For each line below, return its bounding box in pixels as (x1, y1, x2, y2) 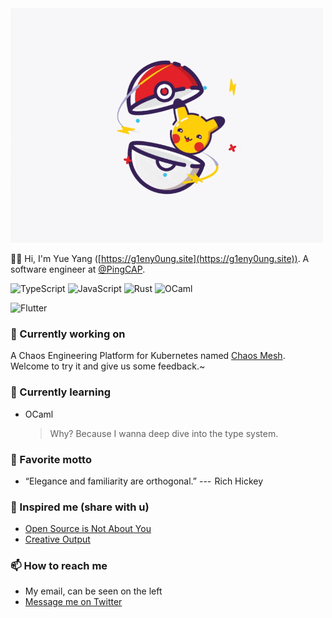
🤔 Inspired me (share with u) (10, 500, 150, 514)
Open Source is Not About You (24, 523, 152, 535)
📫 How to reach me (10, 559, 108, 573)
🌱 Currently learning (10, 385, 111, 399)
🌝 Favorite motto (10, 452, 92, 466)
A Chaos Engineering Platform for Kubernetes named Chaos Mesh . (10, 350, 286, 362)
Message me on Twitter (24, 596, 123, 608)
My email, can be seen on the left (24, 585, 163, 597)
